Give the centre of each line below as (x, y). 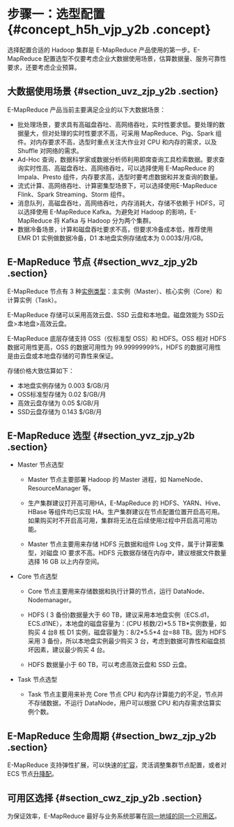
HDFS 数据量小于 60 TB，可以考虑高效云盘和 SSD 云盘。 (109, 665)
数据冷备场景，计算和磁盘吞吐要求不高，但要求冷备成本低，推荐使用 (115, 229)
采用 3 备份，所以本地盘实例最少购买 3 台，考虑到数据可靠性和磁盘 (123, 641)
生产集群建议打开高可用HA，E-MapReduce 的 (93, 503)
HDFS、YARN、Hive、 (192, 503)
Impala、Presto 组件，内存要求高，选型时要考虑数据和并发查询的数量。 (119, 177)
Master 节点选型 (40, 464)
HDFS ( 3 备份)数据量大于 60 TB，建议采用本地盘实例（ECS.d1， (120, 615)
